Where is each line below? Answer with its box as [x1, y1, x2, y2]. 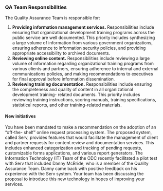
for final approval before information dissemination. [12, 76, 115, 82]
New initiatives [5, 113, 36, 119]
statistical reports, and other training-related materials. [12, 102, 122, 108]
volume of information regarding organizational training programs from [12, 60, 154, 67]
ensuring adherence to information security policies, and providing [12, 45, 146, 51]
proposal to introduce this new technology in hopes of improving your [5, 176, 145, 182]
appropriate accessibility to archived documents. [12, 50, 110, 56]
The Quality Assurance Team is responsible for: [5, 15, 101, 21]
